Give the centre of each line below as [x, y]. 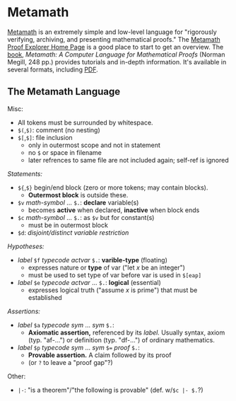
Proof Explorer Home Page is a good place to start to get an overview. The [116, 47]
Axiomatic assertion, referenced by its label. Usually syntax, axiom [126, 332]
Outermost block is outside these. [78, 194]
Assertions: [24, 311]
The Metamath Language [64, 92]
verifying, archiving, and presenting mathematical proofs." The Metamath [114, 39]
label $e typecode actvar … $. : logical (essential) [89, 282]
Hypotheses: [26, 246]
